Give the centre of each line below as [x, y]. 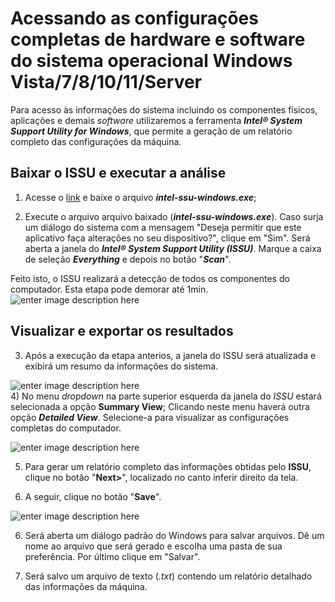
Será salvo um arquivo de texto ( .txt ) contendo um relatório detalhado [168, 576]
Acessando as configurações [134, 18]
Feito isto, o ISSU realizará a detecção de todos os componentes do [150, 278]
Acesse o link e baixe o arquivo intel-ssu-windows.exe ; [140, 197]
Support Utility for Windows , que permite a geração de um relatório [151, 131]
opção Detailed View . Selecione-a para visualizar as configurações [150, 417]
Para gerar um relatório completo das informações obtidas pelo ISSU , [168, 466]
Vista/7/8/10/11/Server [106, 82]
